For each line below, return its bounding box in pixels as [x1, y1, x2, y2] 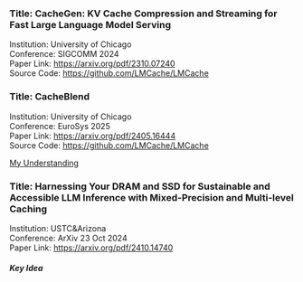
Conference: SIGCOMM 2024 [9, 49, 119, 60]
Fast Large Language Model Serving [9, 18, 172, 31]
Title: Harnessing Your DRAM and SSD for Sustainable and [9, 180, 271, 193]
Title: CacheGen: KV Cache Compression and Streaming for [9, 7, 278, 20]
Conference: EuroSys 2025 [9, 120, 110, 131]
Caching [9, 202, 48, 215]
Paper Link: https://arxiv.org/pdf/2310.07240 [9, 58, 175, 70]
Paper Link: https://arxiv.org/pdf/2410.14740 [9, 242, 174, 253]
